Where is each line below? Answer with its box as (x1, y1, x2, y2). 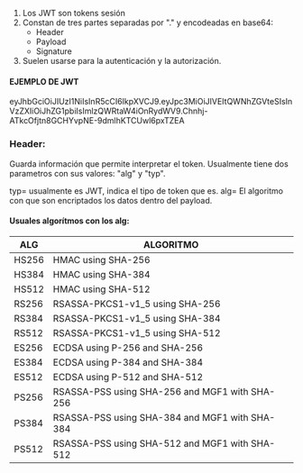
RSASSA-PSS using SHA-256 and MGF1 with (52, 385, 249, 397)
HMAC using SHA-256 (52, 253, 151, 266)
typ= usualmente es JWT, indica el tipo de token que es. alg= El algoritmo (9, 185, 284, 196)
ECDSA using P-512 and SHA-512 (52, 370, 204, 383)
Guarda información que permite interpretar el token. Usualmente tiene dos (9, 158, 289, 169)
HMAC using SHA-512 (52, 283, 151, 296)
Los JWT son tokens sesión (22, 8, 126, 18)
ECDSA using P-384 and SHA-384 (52, 356, 204, 368)
